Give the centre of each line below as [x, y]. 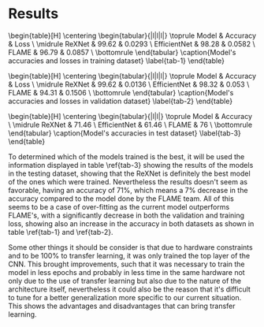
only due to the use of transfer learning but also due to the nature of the [125, 281]
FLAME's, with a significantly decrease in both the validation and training [126, 215]
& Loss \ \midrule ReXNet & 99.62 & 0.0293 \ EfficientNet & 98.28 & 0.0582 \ [132, 43]
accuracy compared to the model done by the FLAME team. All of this [121, 199]
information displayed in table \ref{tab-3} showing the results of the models [131, 165]
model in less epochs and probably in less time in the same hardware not [127, 272]
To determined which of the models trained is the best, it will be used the [126, 156]
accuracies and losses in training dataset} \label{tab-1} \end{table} [116, 61]
